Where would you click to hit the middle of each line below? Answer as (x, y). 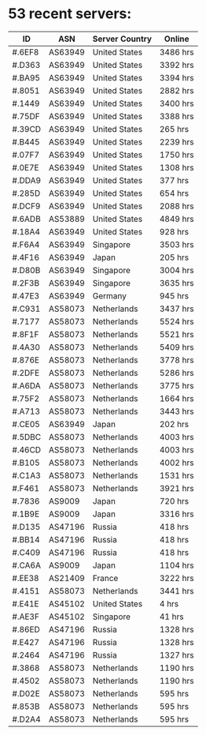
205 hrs (174, 257)
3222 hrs (177, 578)
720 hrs (174, 501)
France (105, 578)
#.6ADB (26, 219)
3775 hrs (177, 385)
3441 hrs (177, 591)
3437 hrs (177, 309)
